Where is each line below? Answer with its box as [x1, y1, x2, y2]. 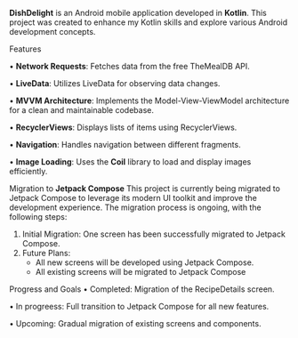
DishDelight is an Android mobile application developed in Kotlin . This [9, 8, 267, 18]
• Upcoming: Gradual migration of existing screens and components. [9, 318, 262, 328]
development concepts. [9, 27, 96, 36]
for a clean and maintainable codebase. [9, 105, 154, 115]
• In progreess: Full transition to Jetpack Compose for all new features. [9, 302, 270, 311]
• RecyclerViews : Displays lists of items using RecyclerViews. [9, 122, 238, 133]
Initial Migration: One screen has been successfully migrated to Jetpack [21, 229, 286, 239]
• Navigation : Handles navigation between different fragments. [9, 140, 242, 149]
